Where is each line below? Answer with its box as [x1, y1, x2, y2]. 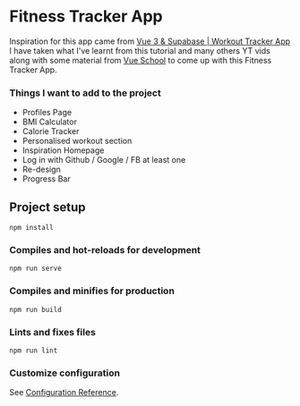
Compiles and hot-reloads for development [9, 243, 201, 256]
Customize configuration [9, 367, 121, 379]
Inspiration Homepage [21, 145, 105, 156]
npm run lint [9, 346, 58, 355]
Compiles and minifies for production [9, 284, 175, 297]
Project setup [9, 199, 87, 215]
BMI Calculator [21, 116, 78, 127]
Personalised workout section [21, 136, 133, 147]
